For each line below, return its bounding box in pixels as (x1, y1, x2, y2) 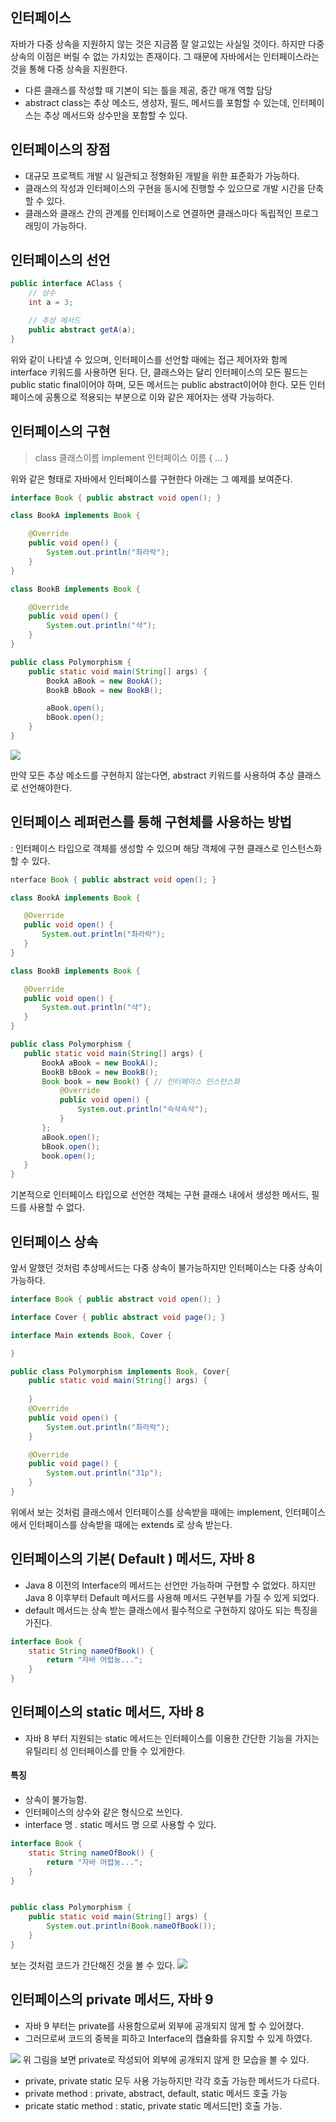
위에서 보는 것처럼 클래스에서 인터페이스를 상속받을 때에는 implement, (10, 1506, 283, 1518)
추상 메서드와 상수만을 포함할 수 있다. (43, 109, 188, 121)
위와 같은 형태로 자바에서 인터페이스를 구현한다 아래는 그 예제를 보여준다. (10, 473, 293, 485)
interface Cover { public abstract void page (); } (10, 1312, 226, 1322)
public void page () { (28, 1459, 118, 1469)
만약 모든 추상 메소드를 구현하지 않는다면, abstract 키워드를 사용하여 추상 (10, 769, 295, 781)
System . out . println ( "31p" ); (46, 1468, 163, 1478)
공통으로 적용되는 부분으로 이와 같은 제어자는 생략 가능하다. (44, 391, 275, 403)
